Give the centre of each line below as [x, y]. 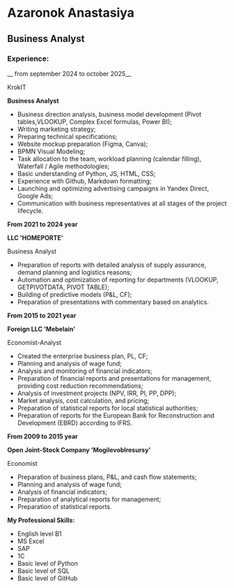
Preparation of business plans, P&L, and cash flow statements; [107, 477]
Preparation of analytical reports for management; [89, 499]
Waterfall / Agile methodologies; [63, 166]
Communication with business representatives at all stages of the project [122, 203]
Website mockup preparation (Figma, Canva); [83, 144]
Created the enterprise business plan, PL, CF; [83, 356]
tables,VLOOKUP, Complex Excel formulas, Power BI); [94, 122]
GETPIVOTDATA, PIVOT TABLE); [63, 287]
